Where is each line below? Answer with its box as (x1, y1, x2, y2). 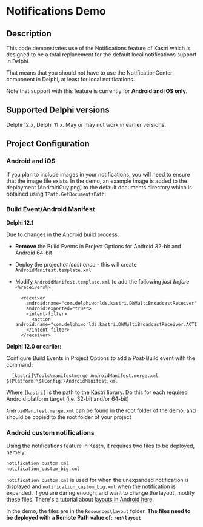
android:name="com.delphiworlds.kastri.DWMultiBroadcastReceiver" (26, 300, 198, 306)
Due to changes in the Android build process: (6, 231, 119, 238)
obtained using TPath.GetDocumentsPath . (6, 190, 107, 197)
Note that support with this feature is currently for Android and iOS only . (6, 87, 188, 95)
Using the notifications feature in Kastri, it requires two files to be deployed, (6, 442, 195, 450)
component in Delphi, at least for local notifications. (6, 76, 135, 83)
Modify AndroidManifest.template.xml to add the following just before (15, 277, 190, 285)
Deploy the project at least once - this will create (15, 260, 138, 268)
